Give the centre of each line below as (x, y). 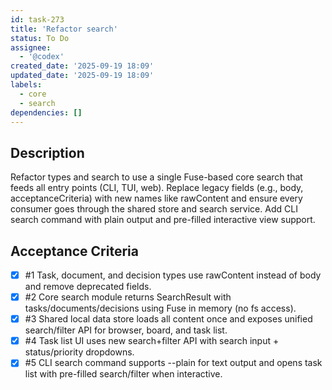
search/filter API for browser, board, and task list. (126, 330)
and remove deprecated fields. (88, 287)
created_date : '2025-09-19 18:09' (82, 66)
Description (47, 152)
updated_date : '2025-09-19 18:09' (82, 76)
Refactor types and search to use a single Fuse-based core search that (156, 177)
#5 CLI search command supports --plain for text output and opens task (173, 363)
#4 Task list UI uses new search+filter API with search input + (152, 341)
